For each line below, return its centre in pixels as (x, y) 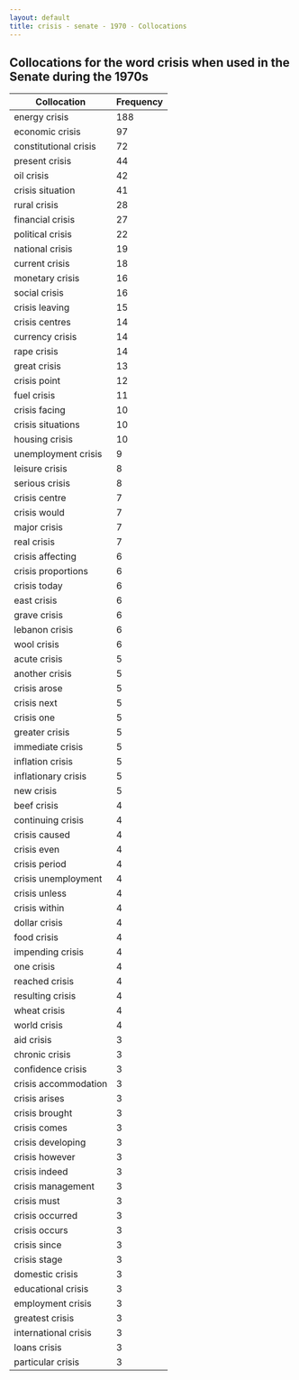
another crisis (43, 674)
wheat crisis (40, 1010)
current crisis (42, 264)
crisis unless (41, 893)
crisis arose (38, 689)
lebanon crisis (44, 630)
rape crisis (36, 352)
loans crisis (38, 1348)
